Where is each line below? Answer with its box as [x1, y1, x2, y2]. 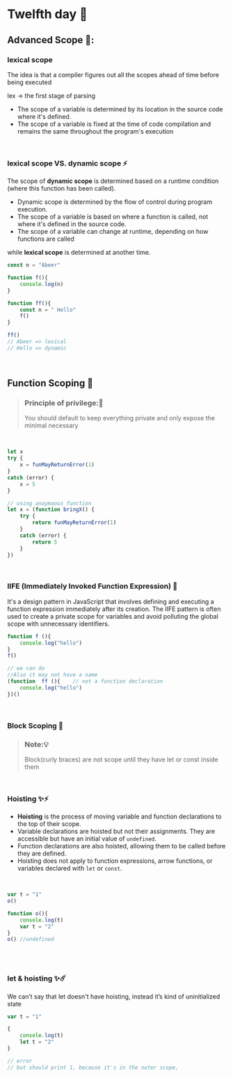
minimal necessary [24, 421, 79, 430]
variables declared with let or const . [17, 864, 122, 873]
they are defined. [17, 849, 67, 858]
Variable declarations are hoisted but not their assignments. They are [17, 827, 216, 836]
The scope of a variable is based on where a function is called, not [17, 212, 209, 221]
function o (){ [7, 910, 49, 917]
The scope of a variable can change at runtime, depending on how [17, 228, 209, 236]
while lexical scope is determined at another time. [7, 248, 151, 257]
